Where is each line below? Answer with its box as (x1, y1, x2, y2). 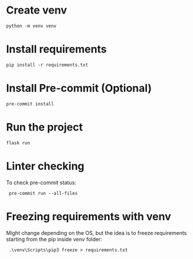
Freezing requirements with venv (6, 210, 171, 223)
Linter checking (6, 160, 84, 172)
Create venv (6, 4, 67, 17)
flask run (6, 140, 31, 146)
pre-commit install (6, 101, 54, 107)
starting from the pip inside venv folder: (6, 235, 102, 243)
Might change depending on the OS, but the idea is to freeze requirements (6, 229, 187, 236)
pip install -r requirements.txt (6, 62, 89, 68)
